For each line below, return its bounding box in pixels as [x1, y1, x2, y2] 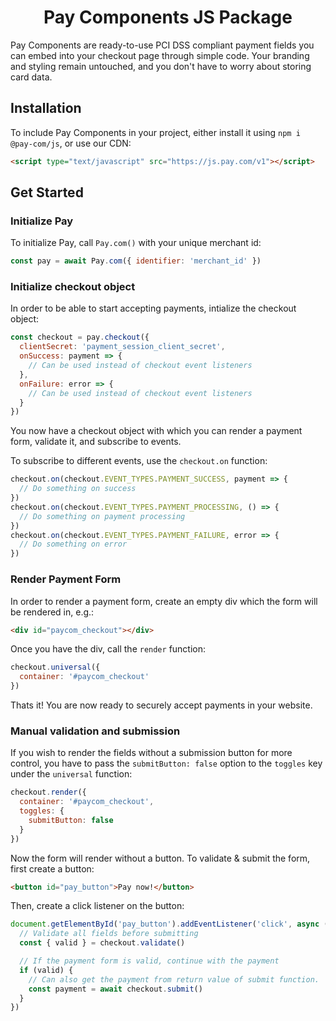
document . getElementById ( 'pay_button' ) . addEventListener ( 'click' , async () [10, 919, 333, 930]
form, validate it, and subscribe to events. [10, 436, 182, 448]
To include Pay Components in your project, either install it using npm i [10, 126, 301, 138]
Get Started [10, 184, 84, 201]
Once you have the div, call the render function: [10, 643, 207, 655]
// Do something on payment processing [19, 511, 186, 521]
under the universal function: [10, 768, 133, 780]
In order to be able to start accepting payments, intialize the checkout [10, 302, 297, 315]
